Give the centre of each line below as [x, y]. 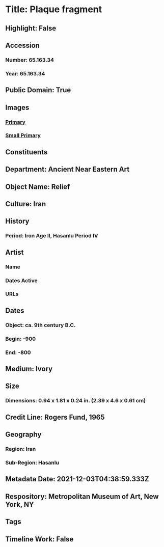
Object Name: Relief [38, 187]
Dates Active [22, 280]
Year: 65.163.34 [25, 73]
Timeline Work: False [39, 539]
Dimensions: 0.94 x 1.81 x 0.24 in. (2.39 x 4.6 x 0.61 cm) [76, 401]
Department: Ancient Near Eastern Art [67, 169]
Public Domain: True [38, 90]
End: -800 [18, 352]
